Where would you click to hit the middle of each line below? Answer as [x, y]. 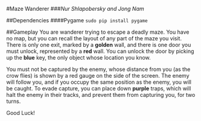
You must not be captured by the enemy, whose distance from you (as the [98, 69]
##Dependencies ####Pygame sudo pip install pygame [77, 20]
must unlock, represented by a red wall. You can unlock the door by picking [100, 51]
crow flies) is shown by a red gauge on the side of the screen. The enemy [98, 76]
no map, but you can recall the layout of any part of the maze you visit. [94, 38]
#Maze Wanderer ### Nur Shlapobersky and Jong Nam [75, 9]
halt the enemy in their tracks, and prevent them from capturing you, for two [101, 95]
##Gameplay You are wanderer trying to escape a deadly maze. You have [98, 32]
